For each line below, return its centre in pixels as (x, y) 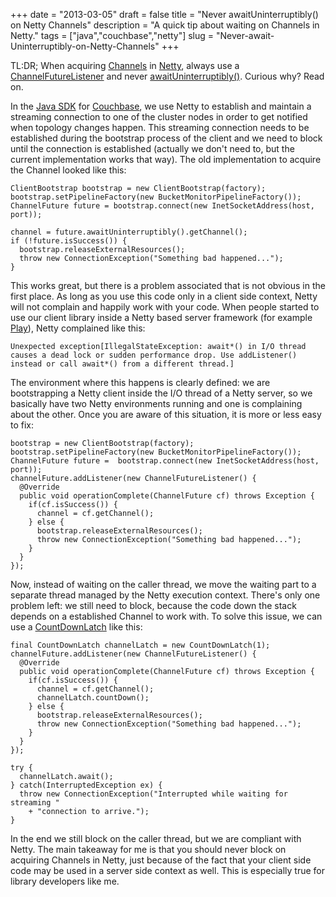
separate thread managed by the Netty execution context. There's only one (165, 595)
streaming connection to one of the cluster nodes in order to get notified (159, 117)
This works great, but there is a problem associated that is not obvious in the (168, 285)
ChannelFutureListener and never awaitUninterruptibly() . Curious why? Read (167, 76)
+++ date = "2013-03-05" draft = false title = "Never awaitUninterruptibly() (164, 14)
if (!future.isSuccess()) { (69, 241)
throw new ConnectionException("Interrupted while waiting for (153, 794)
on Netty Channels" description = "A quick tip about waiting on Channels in (165, 25)
